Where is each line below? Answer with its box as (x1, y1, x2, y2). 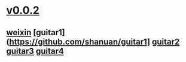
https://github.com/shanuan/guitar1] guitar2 (8, 36, 180, 46)
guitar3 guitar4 (6, 46, 64, 56)
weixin (6, 27, 32, 38)
